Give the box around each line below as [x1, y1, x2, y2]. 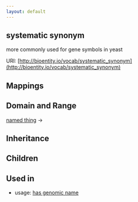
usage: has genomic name [14, 189, 79, 196]
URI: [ [6, 57, 20, 65]
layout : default [6, 8, 46, 15]
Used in [6, 173, 35, 183]
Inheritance [6, 134, 49, 144]
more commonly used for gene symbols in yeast [6, 46, 123, 53]
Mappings [6, 81, 44, 91]
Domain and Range [6, 101, 77, 111]
